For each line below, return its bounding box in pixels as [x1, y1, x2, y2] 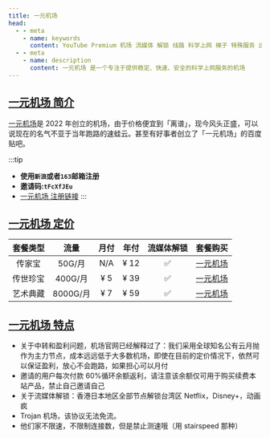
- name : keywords [22, 34, 81, 43]
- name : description [22, 57, 92, 65]
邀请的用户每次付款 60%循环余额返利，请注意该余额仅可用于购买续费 [19, 371, 249, 381]
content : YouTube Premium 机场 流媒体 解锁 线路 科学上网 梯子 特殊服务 [29, 42, 256, 50]
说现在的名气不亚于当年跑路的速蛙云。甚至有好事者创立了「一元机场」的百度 [8, 128, 262, 138]
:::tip [8, 154, 23, 164]
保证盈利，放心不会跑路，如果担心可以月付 [27, 361, 169, 371]
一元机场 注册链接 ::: [19, 191, 87, 201]
